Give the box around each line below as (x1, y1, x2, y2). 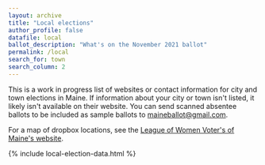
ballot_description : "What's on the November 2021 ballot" (8, 41, 208, 49)
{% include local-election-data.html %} (8, 148, 136, 158)
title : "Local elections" (8, 19, 94, 27)
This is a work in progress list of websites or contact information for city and (8, 84, 258, 94)
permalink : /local (8, 48, 69, 56)
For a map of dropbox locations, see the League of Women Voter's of (8, 125, 235, 134)
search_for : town (8, 56, 66, 64)
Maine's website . (8, 133, 64, 143)
